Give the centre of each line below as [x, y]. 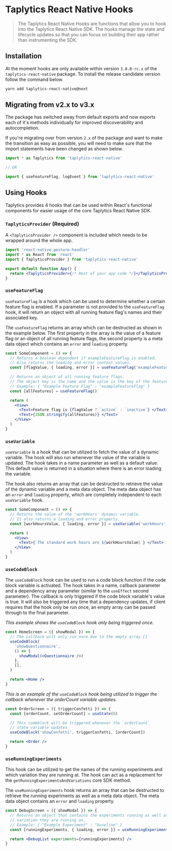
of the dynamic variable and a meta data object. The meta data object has [83, 489]
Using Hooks [26, 193]
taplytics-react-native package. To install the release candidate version [83, 74]
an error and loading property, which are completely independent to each [83, 495]
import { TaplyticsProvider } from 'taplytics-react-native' [72, 259]
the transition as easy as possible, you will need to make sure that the [79, 143]
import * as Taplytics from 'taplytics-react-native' [64, 158]
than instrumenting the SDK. [48, 40]
